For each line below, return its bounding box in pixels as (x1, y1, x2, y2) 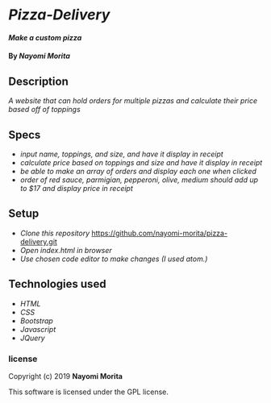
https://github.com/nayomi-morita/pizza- (91, 228, 228, 238)
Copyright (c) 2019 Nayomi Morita (8, 371, 123, 380)
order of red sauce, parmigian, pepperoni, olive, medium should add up (19, 175, 259, 185)
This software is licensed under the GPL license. (8, 387, 169, 397)
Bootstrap (19, 316, 54, 326)
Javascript (19, 324, 56, 334)
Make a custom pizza (8, 32, 82, 42)
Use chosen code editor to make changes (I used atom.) (19, 254, 208, 264)
